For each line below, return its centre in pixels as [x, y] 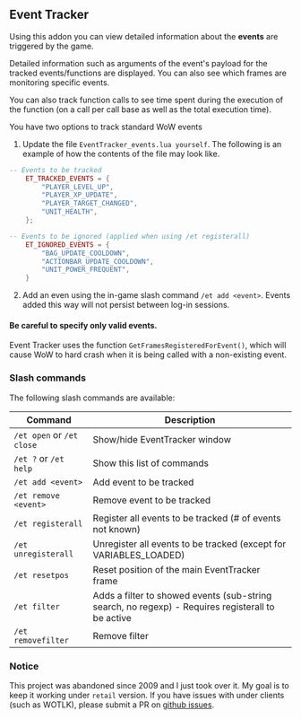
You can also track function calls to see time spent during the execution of [146, 100]
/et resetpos [42, 575]
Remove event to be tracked [152, 500]
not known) [116, 529]
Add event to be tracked [143, 482]
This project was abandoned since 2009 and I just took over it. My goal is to [149, 685]
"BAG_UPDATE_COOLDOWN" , [86, 253]
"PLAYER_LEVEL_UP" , [78, 187]
